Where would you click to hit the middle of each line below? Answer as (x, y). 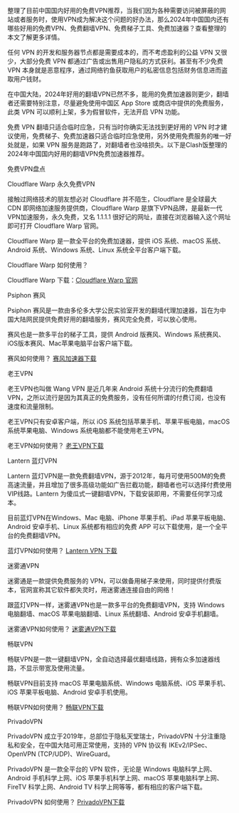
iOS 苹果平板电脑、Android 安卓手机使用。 (69, 692)
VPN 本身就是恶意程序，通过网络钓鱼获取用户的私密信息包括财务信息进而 (115, 70)
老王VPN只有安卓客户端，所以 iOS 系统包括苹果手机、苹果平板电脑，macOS (118, 421)
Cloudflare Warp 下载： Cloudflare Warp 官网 (73, 280)
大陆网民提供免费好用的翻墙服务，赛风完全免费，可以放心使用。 (107, 319)
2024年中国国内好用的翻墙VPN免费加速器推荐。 (78, 154)
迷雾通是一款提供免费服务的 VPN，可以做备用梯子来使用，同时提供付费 (111, 581)
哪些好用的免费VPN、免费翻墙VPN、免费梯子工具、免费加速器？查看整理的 (117, 28)
